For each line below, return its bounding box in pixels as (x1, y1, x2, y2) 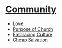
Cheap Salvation (12, 37, 48, 43)
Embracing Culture (12, 31, 53, 37)
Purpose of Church (12, 26, 53, 32)
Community (5, 4, 57, 15)
